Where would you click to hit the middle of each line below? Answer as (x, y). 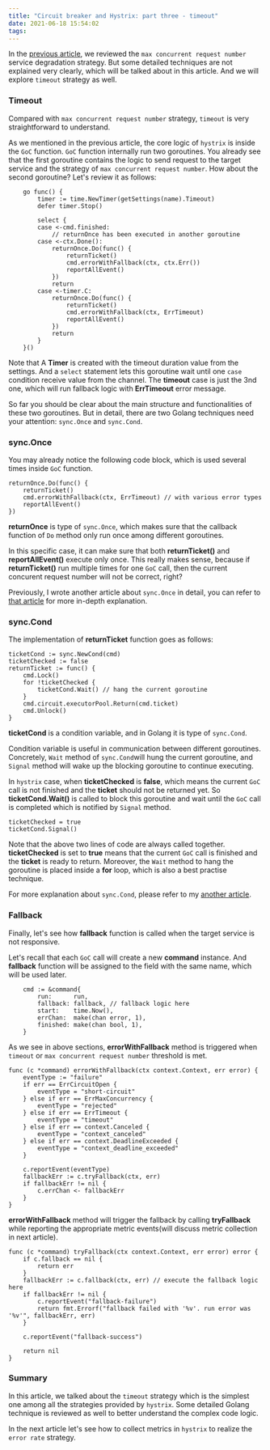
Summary (28, 1378)
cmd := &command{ (52, 989)
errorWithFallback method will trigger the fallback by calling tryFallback (130, 1219)
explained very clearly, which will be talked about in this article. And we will (133, 71)
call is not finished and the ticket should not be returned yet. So (114, 791)
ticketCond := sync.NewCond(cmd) (65, 655)
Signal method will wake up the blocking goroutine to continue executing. (131, 766)
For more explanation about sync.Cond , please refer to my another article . (130, 894)
